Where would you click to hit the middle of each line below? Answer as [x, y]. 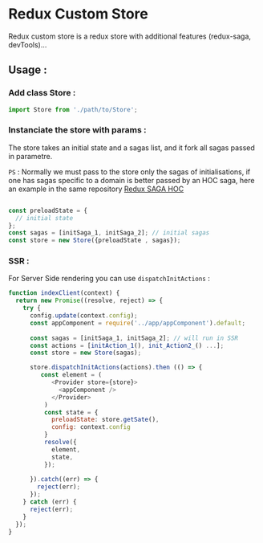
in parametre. [30, 156]
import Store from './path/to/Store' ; [73, 109]
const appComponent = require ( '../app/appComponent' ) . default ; [138, 323]
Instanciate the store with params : [77, 130]
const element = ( [71, 375]
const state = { [71, 412]
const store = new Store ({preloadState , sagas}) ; [95, 241]
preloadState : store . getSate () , [105, 420]
